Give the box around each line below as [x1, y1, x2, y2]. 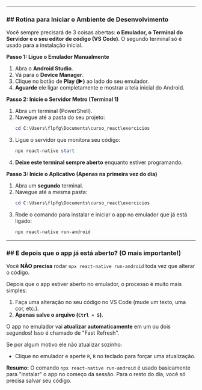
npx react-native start [14, 148, 75, 154]
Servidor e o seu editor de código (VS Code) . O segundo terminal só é [6, 35, 182, 43]
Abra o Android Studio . [14, 65, 73, 72]
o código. [6, 269, 30, 276]
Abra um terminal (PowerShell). [14, 108, 93, 115]
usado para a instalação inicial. [6, 41, 83, 49]
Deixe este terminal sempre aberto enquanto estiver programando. [14, 159, 183, 166]
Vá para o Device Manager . [14, 72, 84, 79]
